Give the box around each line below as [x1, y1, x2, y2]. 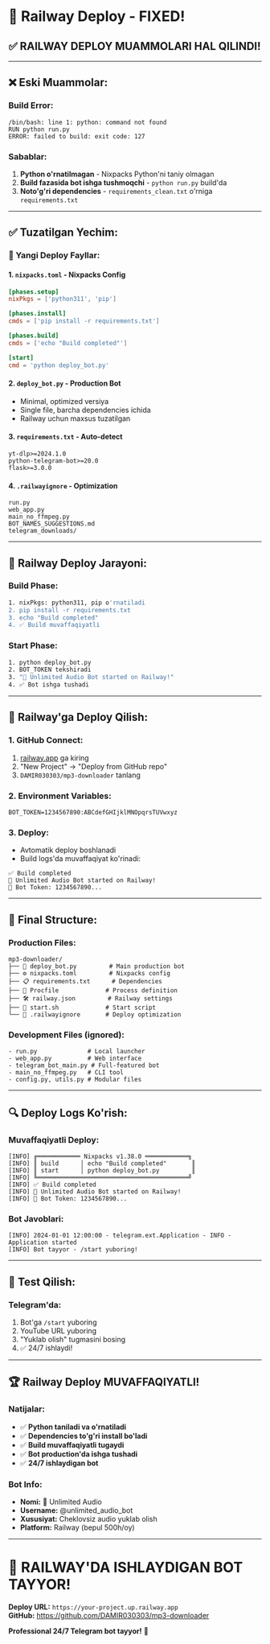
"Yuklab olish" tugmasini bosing [19, 1335, 126, 1345]
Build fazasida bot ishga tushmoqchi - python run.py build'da [19, 177, 227, 187]
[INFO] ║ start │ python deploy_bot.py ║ [8, 1167, 196, 1175]
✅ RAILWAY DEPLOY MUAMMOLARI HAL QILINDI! [8, 39, 261, 53]
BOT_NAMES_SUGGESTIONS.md [8, 520, 95, 528]
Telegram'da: [8, 1299, 62, 1310]
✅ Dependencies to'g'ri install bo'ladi [19, 1431, 148, 1440]
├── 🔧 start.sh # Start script [8, 1003, 157, 1012]
